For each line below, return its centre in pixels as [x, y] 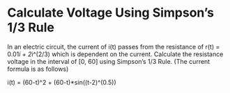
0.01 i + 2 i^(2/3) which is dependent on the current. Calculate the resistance [115, 54]
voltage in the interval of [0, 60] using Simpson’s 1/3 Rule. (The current [109, 61]
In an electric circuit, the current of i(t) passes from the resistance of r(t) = [114, 46]
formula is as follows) [38, 69]
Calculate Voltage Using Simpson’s [111, 13]
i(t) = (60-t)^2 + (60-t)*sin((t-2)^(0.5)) [62, 82]
